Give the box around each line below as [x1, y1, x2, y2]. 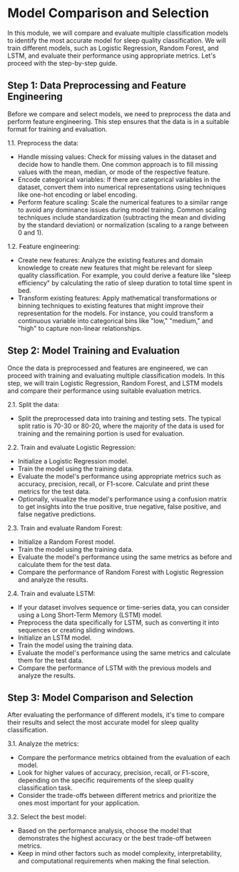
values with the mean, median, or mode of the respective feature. [17, 168, 210, 176]
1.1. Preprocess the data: [7, 138, 79, 147]
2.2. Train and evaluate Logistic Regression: [7, 443, 136, 451]
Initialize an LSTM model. [17, 633, 92, 642]
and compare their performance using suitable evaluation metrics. [7, 386, 202, 395]
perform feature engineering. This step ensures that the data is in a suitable [7, 117, 230, 125]
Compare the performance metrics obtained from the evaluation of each [17, 754, 230, 762]
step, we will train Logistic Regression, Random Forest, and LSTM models [7, 379, 223, 387]
